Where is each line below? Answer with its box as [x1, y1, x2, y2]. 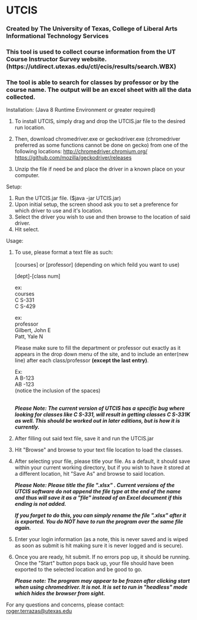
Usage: [6, 237, 24, 244]
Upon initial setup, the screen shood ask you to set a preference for [14, 201, 178, 208]
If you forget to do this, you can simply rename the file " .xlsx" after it [14, 512, 186, 519]
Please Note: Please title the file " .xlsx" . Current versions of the [14, 482, 175, 489]
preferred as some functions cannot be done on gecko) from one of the [14, 142, 188, 149]
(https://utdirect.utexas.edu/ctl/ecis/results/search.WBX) [6, 62, 176, 71]
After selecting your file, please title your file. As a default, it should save [14, 457, 191, 465]
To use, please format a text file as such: [14, 248, 113, 256]
